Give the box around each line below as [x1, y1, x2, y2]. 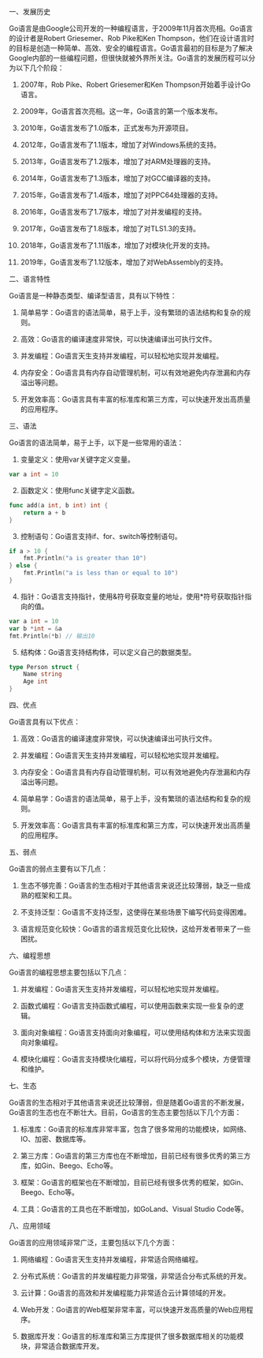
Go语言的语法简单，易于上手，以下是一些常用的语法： [9, 438, 184, 447]
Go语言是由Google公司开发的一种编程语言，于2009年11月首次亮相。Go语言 [9, 24, 254, 33]
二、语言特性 [9, 275, 50, 283]
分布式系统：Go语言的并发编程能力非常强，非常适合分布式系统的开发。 [20, 1271, 251, 1281]
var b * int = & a [9, 624, 62, 633]
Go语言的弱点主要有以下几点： [9, 864, 109, 874]
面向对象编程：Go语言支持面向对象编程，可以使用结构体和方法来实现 [20, 1028, 244, 1037]
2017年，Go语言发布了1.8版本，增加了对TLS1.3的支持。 [20, 224, 200, 233]
